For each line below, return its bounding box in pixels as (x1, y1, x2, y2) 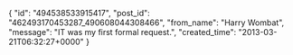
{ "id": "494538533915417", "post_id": (8, 8, 150, 18)
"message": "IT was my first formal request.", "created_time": (8, 27, 237, 37)
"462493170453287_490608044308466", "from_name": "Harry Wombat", (8, 17, 285, 28)
